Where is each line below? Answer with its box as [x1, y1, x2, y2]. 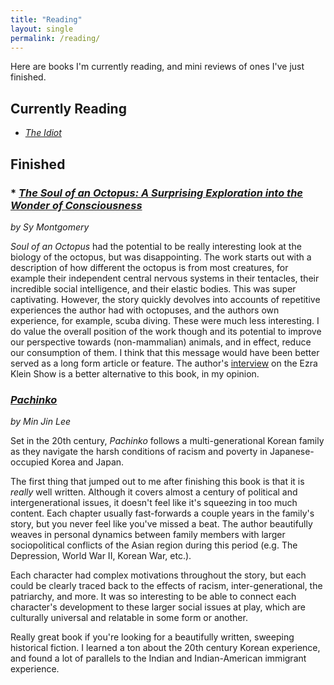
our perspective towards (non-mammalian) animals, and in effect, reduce [10, 336, 312, 348]
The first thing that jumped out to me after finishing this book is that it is [10, 476, 305, 488]
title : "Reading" [10, 14, 83, 25]
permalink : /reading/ [10, 33, 101, 43]
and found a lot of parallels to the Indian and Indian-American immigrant [10, 652, 307, 665]
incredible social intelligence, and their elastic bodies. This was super [10, 282, 297, 295]
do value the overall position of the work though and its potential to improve [10, 325, 322, 337]
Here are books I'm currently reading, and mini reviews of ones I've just [10, 61, 305, 73]
